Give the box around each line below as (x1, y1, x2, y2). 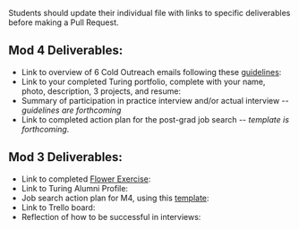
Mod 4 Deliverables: (8, 43, 124, 58)
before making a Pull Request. (8, 17, 119, 28)
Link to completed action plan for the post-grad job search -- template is (21, 114, 290, 124)
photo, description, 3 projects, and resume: (21, 85, 181, 97)
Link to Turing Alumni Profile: (21, 182, 129, 193)
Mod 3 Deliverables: (8, 149, 123, 165)
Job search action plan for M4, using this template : (21, 192, 209, 203)
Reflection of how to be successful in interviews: (21, 211, 201, 222)
